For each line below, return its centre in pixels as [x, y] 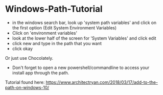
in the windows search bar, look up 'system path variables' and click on [84, 23]
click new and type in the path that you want [57, 43]
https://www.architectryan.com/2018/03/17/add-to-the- [102, 82]
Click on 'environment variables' [45, 33]
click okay [22, 48]
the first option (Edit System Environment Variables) [64, 27]
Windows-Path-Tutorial [54, 9]
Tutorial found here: [25, 82]
